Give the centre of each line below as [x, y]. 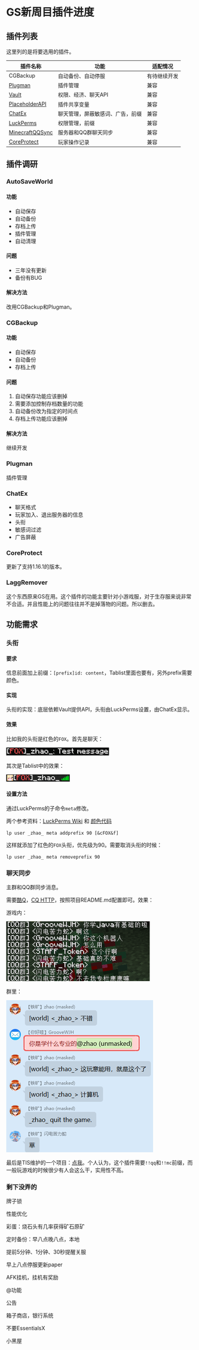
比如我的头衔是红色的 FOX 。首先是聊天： [55, 738]
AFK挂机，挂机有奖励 [32, 1278]
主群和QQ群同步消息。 [34, 887]
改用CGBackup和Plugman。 [41, 307]
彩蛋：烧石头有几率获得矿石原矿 [45, 1227]
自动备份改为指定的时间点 [46, 411]
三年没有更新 [30, 270]
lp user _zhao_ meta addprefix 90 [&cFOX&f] [62, 833]
